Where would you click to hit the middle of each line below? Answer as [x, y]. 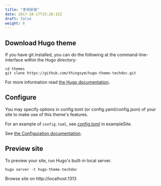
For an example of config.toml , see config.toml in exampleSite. [69, 124]
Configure [21, 97]
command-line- [133, 55]
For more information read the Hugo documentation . [58, 82]
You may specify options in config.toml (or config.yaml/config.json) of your [80, 109]
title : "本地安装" [22, 10]
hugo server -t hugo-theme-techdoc [41, 169]
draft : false [18, 19]
